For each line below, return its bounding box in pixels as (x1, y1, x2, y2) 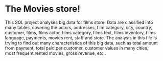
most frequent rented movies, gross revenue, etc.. (5, 50, 106, 56)
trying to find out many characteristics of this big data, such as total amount (5, 40, 158, 46)
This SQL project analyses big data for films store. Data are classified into (5, 19, 153, 25)
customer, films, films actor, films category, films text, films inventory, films (5, 30, 156, 35)
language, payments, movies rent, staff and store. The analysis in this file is (5, 35, 157, 41)
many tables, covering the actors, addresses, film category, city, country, (5, 24, 153, 30)
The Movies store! (5, 3, 81, 15)
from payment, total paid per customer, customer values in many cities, (5, 45, 149, 51)
